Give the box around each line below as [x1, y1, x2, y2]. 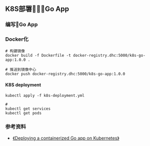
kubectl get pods [5, 110, 42, 115]
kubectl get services [5, 106, 51, 111]
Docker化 [5, 36, 29, 43]
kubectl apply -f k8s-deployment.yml [5, 93, 85, 98]
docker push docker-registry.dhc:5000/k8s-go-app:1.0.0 [5, 71, 125, 76]
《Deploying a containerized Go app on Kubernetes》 [12, 135, 120, 141]
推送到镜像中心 [10, 67, 36, 72]
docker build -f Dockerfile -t [5, 53, 71, 58]
